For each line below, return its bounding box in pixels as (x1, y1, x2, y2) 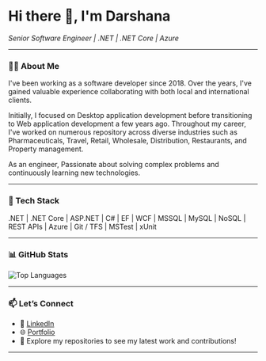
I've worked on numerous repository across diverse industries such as (8, 127, 237, 137)
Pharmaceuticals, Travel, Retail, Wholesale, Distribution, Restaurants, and (8, 136, 247, 146)
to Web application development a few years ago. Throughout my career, (8, 119, 247, 129)
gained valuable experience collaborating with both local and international (8, 87, 249, 97)
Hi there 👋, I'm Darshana (8, 7, 171, 25)
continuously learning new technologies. (8, 168, 141, 177)
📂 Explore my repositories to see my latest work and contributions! (19, 336, 237, 346)
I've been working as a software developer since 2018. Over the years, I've (8, 78, 252, 88)
